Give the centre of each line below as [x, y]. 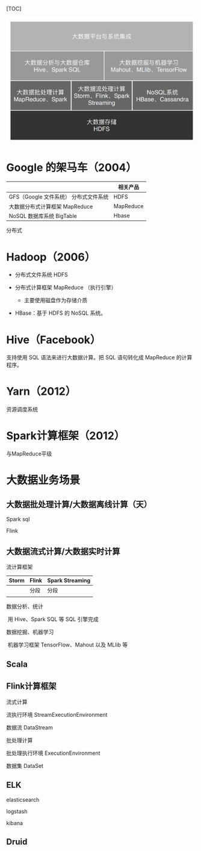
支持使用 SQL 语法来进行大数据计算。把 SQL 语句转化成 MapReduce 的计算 [99, 357]
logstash [17, 811]
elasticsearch [23, 799]
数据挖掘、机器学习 [30, 632]
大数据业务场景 [43, 480]
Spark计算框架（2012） [66, 436]
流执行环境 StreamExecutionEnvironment [57, 714]
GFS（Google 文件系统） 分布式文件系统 [59, 197]
